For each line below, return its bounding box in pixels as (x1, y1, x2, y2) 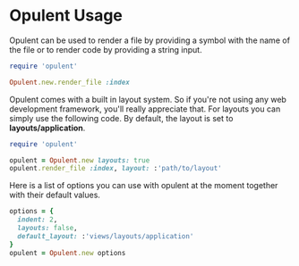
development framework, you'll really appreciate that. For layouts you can (9, 104, 281, 114)
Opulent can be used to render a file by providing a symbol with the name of (9, 35, 291, 46)
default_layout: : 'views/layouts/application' (17, 231, 194, 241)
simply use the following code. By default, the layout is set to (9, 112, 234, 123)
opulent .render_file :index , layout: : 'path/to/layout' (9, 164, 222, 173)
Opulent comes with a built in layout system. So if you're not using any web (9, 94, 286, 104)
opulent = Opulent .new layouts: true (9, 155, 150, 165)
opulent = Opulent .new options (9, 248, 126, 257)
